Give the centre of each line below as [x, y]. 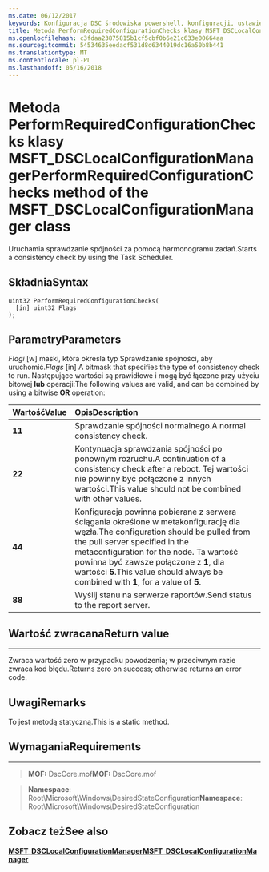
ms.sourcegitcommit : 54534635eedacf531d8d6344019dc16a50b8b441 [116, 46]
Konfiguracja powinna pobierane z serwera [156, 512]
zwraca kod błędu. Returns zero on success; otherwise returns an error [125, 669]
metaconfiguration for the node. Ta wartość [157, 552]
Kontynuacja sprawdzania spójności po [149, 449]
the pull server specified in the [132, 542]
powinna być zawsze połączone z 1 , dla [150, 562]
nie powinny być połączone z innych [143, 479]
